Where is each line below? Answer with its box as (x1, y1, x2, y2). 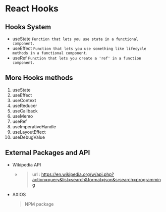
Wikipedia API (12, 161, 41, 167)
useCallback (12, 107, 38, 114)
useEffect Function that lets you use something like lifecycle (12, 46, 147, 51)
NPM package (24, 201, 54, 207)
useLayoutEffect (12, 129, 46, 135)
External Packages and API (5, 149, 90, 157)
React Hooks (5, 3, 58, 14)
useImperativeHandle (12, 123, 56, 129)
